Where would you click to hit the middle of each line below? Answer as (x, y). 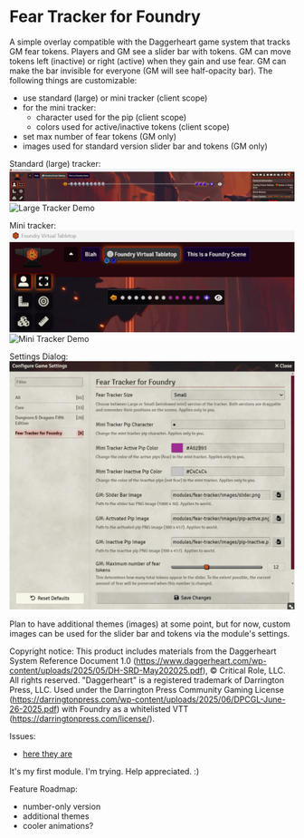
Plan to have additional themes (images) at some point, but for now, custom (150, 624)
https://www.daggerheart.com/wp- (201, 660)
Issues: (23, 736)
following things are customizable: (73, 80)
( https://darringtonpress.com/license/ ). (82, 718)
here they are (47, 754)
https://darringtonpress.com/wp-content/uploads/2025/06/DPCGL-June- (149, 699)
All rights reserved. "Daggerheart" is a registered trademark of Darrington (147, 680)
